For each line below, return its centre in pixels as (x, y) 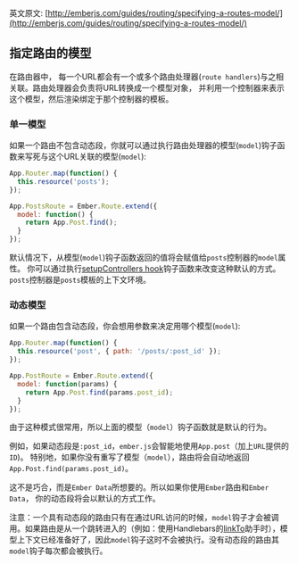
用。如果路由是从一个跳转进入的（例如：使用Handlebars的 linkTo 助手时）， (145, 528)
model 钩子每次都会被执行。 (58, 551)
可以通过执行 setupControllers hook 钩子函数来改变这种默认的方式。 (157, 269)
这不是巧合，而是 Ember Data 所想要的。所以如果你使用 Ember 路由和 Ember (139, 487)
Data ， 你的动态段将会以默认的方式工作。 (85, 499)
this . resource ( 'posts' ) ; (63, 181)
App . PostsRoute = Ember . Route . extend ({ (83, 206)
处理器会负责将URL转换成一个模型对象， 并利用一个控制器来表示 (166, 87)
